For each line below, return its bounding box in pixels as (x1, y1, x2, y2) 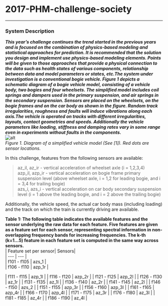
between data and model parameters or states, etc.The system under (5, 71, 153, 77)
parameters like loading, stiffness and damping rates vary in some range (5, 124, 161, 130)
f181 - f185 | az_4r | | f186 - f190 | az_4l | (5, 295, 87, 301)
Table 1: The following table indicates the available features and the (5, 216, 148, 222)
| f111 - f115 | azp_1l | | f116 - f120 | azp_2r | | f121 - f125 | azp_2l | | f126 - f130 (5, 274, 162, 280)
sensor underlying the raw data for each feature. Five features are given (5, 221, 158, 227)
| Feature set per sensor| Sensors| (5, 248, 76, 254)
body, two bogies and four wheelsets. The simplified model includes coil (5, 87, 159, 93)
